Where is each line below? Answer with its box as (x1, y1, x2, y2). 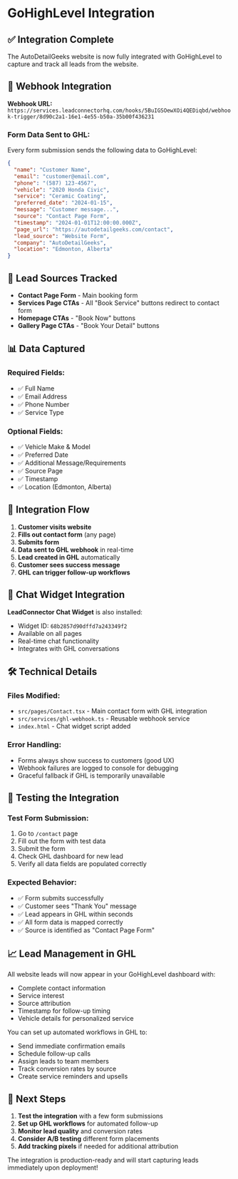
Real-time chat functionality (17, 637, 100, 645)
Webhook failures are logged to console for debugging (17, 763, 179, 772)
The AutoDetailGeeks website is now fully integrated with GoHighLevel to (7, 52, 222, 61)
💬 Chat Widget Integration (7, 589, 125, 601)
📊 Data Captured (7, 343, 86, 355)
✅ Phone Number (17, 400, 70, 408)
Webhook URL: (7, 99, 53, 108)
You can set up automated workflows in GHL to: (7, 1028, 148, 1036)
